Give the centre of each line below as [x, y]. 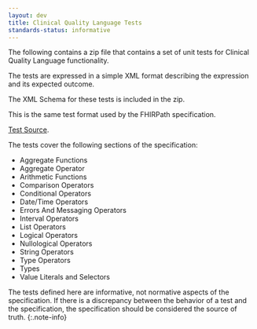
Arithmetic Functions [53, 177]
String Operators [47, 252]
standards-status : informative [59, 30]
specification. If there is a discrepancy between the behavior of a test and [128, 301]
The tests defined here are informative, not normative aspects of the [119, 292]
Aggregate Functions [53, 160]
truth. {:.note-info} [38, 317]
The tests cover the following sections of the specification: [103, 145]
